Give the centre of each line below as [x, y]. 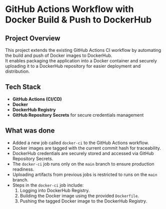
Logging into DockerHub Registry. [55, 190]
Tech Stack [23, 87]
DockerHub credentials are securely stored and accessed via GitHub [83, 153]
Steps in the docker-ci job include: [48, 185]
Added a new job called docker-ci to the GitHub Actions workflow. [80, 143]
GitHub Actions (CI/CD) [37, 99]
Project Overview [33, 38]
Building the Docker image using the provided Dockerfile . [79, 196]
